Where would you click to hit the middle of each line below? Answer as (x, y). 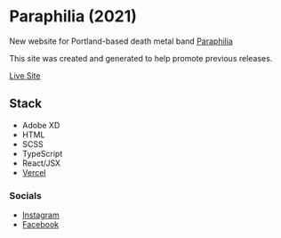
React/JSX (41, 163)
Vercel (34, 172)
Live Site (25, 75)
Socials (25, 195)
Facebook (40, 225)
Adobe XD (41, 125)
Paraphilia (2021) (73, 16)
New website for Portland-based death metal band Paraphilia (121, 41)
